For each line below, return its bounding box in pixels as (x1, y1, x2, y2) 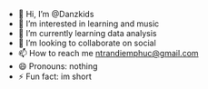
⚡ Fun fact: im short (17, 71, 93, 82)
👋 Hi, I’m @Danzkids (17, 9, 94, 19)
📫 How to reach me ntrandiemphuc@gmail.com (17, 48, 199, 58)
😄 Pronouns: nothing (17, 61, 98, 72)
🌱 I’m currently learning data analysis (17, 28, 157, 38)
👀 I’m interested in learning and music (17, 18, 160, 29)
